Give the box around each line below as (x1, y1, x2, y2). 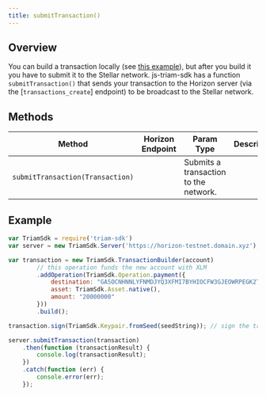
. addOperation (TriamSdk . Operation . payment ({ (36, 271, 186, 279)
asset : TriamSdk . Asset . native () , (50, 286, 161, 294)
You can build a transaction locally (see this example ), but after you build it (8, 62, 252, 71)
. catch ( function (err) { (22, 366, 104, 374)
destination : (50, 278, 93, 286)
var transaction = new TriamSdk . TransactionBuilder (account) (8, 256, 215, 264)
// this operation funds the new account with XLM (36, 263, 207, 272)
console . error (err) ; (36, 373, 104, 381)
